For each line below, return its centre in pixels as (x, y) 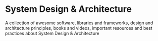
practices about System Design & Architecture (52, 33)
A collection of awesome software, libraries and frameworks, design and (79, 23)
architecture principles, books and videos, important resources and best (79, 28)
